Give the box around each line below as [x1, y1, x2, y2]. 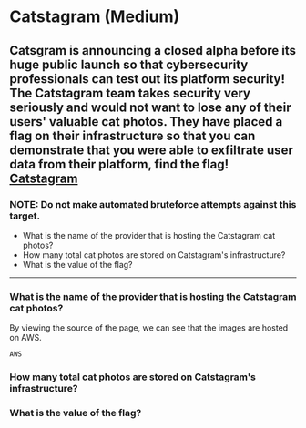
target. [9, 209, 41, 222]
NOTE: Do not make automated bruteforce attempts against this [9, 198, 297, 210]
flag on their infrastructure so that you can [9, 127, 256, 143]
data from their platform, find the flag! [9, 157, 229, 172]
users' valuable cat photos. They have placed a [9, 114, 283, 129]
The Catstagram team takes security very [9, 85, 250, 101]
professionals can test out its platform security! [9, 71, 285, 87]
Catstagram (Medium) [9, 6, 180, 27]
